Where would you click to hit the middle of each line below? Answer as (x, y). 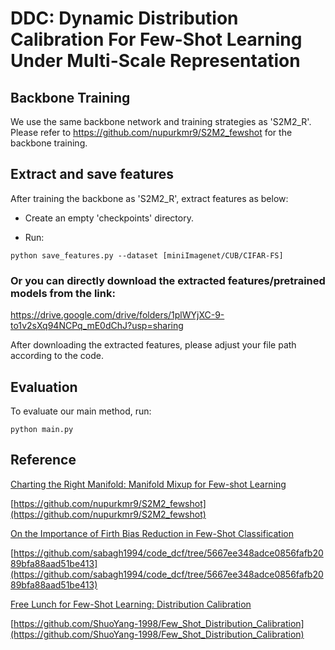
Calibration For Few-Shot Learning (156, 39)
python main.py (42, 429)
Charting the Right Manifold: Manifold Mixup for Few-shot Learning (148, 484)
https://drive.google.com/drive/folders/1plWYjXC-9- (117, 315)
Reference (43, 460)
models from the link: (63, 293)
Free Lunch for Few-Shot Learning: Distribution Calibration (131, 604)
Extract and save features (92, 174)
